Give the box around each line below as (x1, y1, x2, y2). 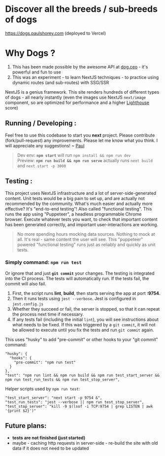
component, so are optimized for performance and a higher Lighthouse (5, 100, 149, 105)
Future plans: (5, 421, 47, 430)
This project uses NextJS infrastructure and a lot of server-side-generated (5, 190, 157, 196)
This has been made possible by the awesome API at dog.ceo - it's (12, 64, 148, 70)
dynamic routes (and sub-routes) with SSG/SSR (12, 79, 109, 85)
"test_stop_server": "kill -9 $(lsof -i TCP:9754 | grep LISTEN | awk (5, 404, 153, 409)
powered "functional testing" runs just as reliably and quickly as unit (17, 242, 156, 247)
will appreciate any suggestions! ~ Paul (5, 142, 85, 148)
